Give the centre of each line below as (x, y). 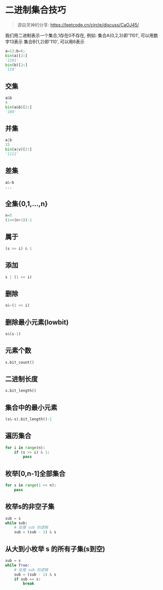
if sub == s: (27, 579)
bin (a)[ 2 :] (16, 56)
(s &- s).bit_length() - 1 (28, 419)
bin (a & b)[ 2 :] (19, 107)
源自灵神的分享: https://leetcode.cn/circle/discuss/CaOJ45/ (78, 25)
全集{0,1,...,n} (27, 204)
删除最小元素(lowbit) (37, 322)
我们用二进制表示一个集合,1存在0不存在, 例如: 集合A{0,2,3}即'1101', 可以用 (80, 35)
